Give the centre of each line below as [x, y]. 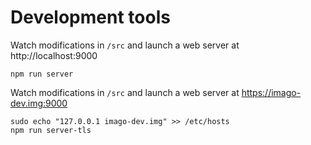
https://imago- [271, 92]
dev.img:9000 [39, 103]
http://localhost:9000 [54, 55]
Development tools [90, 17]
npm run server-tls [51, 130]
